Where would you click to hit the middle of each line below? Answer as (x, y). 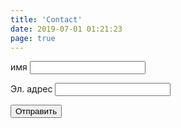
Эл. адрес (31, 89)
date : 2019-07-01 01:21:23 (66, 29)
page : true (33, 38)
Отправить (36, 111)
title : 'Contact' (46, 19)
